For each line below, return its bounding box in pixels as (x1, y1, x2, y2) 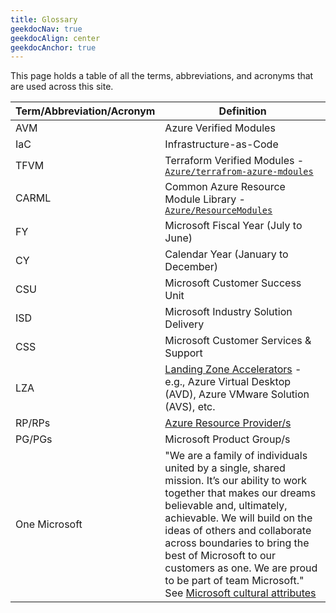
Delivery (164, 317, 205, 331)
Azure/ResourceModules (164, 205, 273, 216)
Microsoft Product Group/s (164, 432, 291, 446)
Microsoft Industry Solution (164, 305, 293, 319)
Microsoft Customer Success (164, 276, 302, 290)
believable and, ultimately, (164, 499, 288, 513)
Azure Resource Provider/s (164, 416, 292, 430)
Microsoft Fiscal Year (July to (164, 219, 303, 233)
